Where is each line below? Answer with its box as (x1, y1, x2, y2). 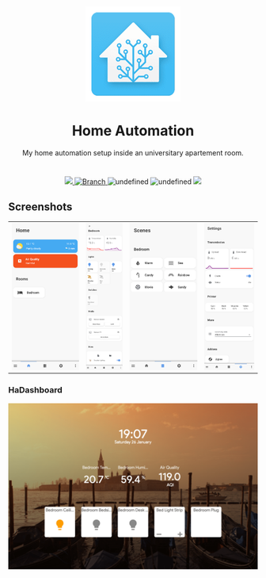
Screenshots (8, 200, 73, 213)
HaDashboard (8, 385, 63, 396)
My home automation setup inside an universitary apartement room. (22, 147, 244, 157)
